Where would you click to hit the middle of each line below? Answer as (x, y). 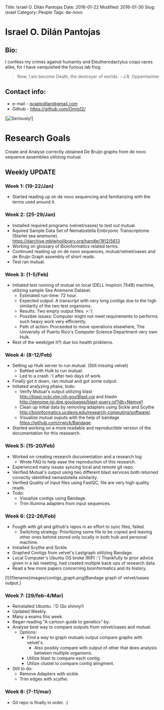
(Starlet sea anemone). (35, 236)
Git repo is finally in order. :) (40, 702)
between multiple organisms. (63, 653)
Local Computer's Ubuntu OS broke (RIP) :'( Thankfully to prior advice (83, 558)
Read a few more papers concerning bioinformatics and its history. (79, 568)
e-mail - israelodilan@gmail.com (45, 103)
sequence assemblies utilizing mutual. (44, 157)
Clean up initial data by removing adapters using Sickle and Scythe (87, 407)
